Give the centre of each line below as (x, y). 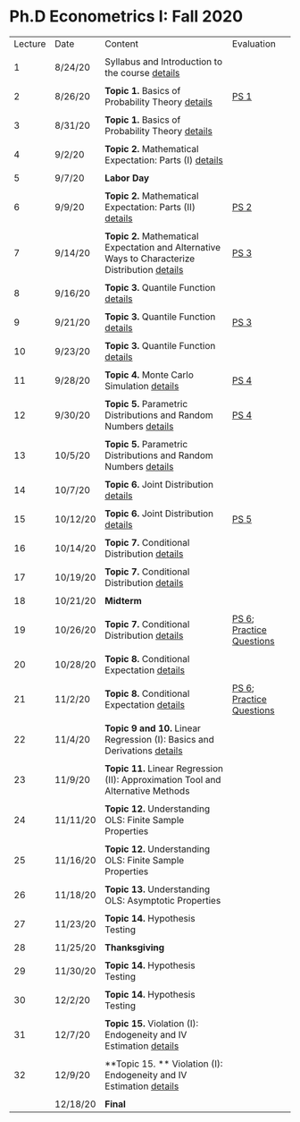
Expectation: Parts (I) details (164, 160)
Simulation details (142, 386)
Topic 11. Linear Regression (164, 769)
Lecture (30, 44)
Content (121, 44)
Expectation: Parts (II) (150, 207)
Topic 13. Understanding (158, 889)
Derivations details (144, 751)
